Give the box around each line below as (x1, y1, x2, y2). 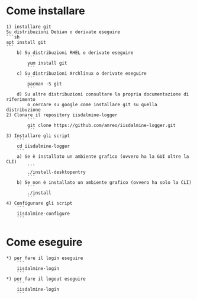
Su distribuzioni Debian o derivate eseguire (6, 28, 120, 35)
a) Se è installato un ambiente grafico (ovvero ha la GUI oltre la (17, 153, 189, 160)
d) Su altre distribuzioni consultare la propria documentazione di (17, 91, 189, 97)
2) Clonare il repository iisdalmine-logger (6, 112, 118, 118)
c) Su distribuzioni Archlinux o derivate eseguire (17, 70, 147, 77)
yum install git (27, 60, 67, 66)
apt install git (6, 39, 46, 45)
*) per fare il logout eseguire (6, 276, 86, 282)
